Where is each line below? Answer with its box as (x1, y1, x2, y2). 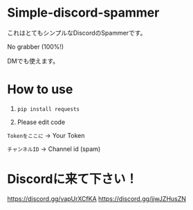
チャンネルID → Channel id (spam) (7, 144, 101, 153)
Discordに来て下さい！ (7, 171, 138, 187)
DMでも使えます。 (7, 57, 59, 65)
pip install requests (17, 105, 80, 112)
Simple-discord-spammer (7, 5, 160, 21)
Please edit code (17, 118, 66, 126)
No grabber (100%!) (7, 42, 64, 51)
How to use (7, 82, 73, 98)
